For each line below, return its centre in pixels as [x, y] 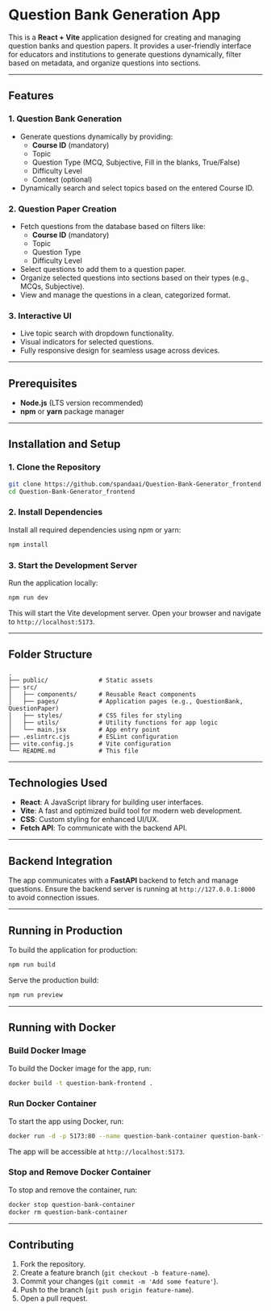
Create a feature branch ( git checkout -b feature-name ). [115, 1273]
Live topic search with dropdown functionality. [97, 333]
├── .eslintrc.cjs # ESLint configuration [94, 737]
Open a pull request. [54, 1298]
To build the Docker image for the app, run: [80, 1068]
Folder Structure [50, 655]
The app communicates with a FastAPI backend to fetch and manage [123, 880]
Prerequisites [43, 384]
